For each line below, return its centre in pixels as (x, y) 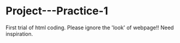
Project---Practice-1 (57, 11)
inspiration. (19, 33)
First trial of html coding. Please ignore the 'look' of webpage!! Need (90, 27)
